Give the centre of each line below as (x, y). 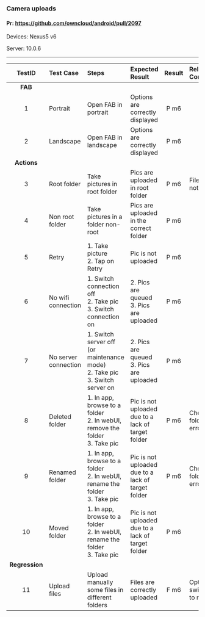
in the (138, 221)
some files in (105, 590)
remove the (103, 428)
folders (97, 605)
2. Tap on (101, 261)
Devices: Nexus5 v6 (31, 37)
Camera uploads (31, 9)
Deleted (60, 417)
